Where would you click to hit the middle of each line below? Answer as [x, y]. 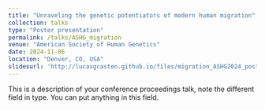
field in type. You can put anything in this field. [84, 97]
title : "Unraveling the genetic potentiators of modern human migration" [132, 15]
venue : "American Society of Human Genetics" [84, 45]
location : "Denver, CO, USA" [56, 60]
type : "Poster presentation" [56, 30]
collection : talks [38, 23]
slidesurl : [26, 67]
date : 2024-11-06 [37, 52]
